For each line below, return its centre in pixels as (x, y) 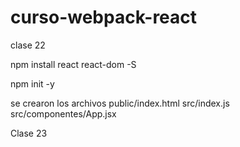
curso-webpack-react (104, 17)
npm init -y (32, 83)
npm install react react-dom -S (73, 64)
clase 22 (28, 45)
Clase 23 (29, 133)
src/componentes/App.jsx (63, 113)
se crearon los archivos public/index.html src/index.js (120, 103)
